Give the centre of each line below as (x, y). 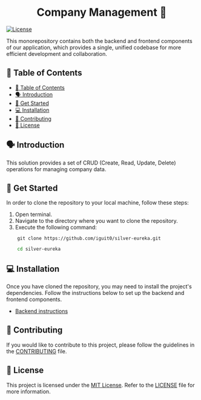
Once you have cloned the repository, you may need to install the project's (99, 286)
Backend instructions (41, 311)
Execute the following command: (56, 228)
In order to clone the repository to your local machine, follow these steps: (97, 203)
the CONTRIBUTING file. (37, 351)
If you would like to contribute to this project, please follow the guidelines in (100, 345)
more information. (28, 392)
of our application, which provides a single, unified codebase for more (94, 47)
